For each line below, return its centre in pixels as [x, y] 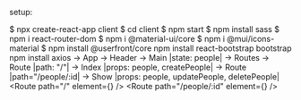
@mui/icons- [251, 39]
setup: [21, 12]
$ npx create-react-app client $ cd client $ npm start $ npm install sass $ [145, 29]
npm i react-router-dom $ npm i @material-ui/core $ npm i [117, 39]
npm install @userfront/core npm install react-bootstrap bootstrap [170, 48]
